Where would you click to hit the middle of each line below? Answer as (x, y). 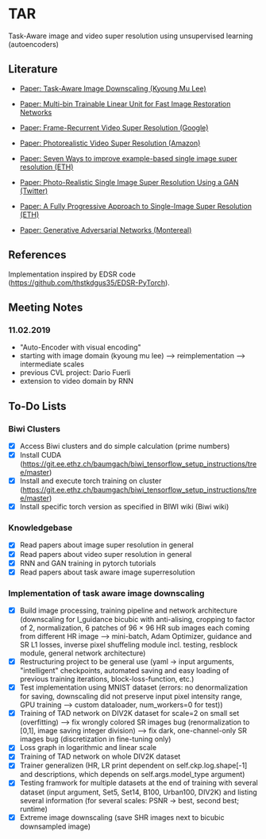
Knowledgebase (40, 528)
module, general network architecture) (83, 653)
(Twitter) (34, 191)
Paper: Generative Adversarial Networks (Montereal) (106, 230)
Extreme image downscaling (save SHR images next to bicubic (122, 817)
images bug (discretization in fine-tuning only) (95, 739)
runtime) (33, 809)
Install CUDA (40, 455)
